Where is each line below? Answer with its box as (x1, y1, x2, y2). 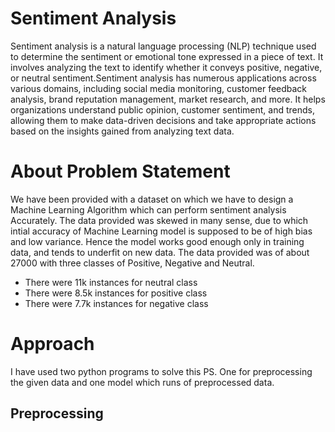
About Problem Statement (10, 160, 231, 183)
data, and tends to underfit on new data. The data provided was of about (10, 246, 310, 258)
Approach (10, 333, 95, 356)
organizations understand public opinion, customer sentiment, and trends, (10, 103, 315, 116)
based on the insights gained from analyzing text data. (10, 125, 235, 137)
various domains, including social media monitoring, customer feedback (10, 82, 308, 94)
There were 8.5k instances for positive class (24, 287, 208, 299)
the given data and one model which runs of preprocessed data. (10, 376, 275, 388)
